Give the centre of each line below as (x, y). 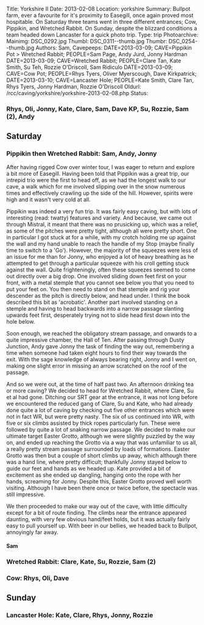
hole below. (21, 321)
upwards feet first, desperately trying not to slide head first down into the (98, 315)
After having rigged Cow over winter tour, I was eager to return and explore (100, 167)
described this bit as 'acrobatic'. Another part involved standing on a (92, 302)
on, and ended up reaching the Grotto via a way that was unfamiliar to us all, (102, 443)
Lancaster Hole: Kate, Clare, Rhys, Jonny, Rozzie (80, 615)
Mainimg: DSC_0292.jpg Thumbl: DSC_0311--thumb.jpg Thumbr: (87, 41)
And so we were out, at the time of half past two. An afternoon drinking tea (100, 384)
